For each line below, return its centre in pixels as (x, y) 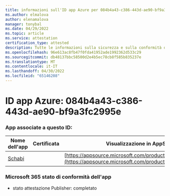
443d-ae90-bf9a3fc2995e (63, 112)
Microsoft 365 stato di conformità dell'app (58, 177)
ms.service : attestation (31, 38)
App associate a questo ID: (39, 127)
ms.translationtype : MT (30, 62)
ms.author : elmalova (27, 15)
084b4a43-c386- (104, 101)
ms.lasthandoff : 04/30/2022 (35, 71)
